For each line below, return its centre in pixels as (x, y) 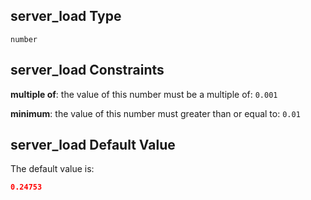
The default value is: (52, 169)
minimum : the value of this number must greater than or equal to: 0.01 (155, 113)
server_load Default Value (93, 145)
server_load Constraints (87, 70)
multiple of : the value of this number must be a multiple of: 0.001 (144, 94)
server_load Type (66, 16)
